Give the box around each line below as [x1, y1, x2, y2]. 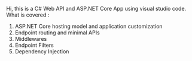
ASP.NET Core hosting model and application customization [14, 23, 163, 30]
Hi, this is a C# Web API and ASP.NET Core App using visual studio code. [6, 5, 187, 12]
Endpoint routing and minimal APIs [14, 29, 100, 36]
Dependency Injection [14, 48, 69, 55]
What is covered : [6, 11, 50, 18]
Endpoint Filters [14, 41, 54, 49]
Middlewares [14, 36, 47, 42]
